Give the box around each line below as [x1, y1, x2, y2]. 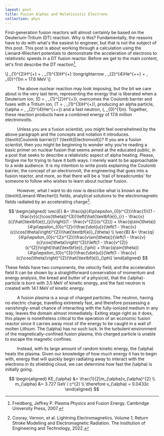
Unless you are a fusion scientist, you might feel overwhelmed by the [17, 126, 156, 132]
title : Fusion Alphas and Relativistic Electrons [5, 12, 108, 17]
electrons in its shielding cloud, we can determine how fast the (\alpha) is [5, 361, 152, 367]
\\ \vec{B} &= [111, 229, 138, 235]
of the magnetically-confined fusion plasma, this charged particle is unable [5, 331, 156, 337]
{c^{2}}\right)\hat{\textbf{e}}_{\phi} [25, 245, 96, 250]
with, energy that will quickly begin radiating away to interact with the [5, 356, 145, 362]
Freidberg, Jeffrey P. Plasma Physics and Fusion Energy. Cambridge [12, 400, 149, 406]
